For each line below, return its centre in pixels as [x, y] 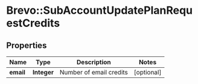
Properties [27, 45]
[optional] [148, 72]
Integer [43, 72]
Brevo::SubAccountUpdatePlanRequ [100, 10]
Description [94, 62]
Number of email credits [94, 72]
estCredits [33, 23]
